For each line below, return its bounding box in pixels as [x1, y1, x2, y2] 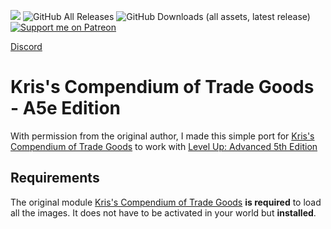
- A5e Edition [10, 97, 122, 120]
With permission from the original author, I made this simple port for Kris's [10, 130, 315, 142]
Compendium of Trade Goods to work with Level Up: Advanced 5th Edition [10, 140, 318, 152]
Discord [10, 41, 43, 52]
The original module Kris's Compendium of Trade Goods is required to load [10, 196, 322, 208]
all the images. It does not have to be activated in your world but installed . [10, 206, 317, 219]
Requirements [10, 170, 100, 187]
